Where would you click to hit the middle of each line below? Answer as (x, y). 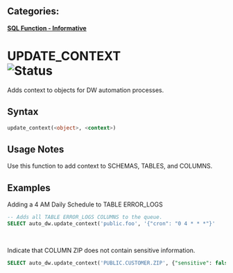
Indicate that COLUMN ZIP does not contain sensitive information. (101, 250)
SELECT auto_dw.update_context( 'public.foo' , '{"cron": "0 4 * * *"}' (111, 223)
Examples (29, 187)
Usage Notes (36, 149)
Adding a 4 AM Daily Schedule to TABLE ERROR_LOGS (85, 204)
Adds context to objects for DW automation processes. (86, 90)
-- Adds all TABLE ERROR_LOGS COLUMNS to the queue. (85, 218)
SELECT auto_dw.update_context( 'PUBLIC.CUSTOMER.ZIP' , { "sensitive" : (110, 263)
